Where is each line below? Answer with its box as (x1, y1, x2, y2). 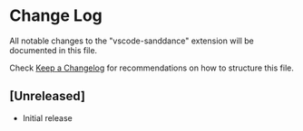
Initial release (22, 112, 73, 123)
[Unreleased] (9, 89, 86, 104)
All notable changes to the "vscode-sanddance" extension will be (9, 35, 254, 46)
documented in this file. (9, 44, 98, 55)
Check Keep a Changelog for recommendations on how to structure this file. (9, 62, 295, 73)
